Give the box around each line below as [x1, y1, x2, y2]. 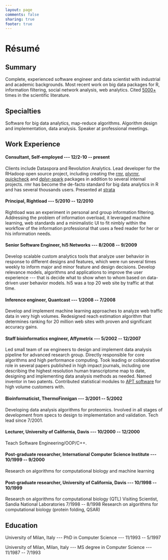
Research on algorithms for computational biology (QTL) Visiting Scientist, [5, 496, 158, 502]
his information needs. [5, 231, 52, 237]
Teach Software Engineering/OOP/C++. [5, 440, 87, 446]
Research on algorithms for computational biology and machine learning [5, 468, 154, 474]
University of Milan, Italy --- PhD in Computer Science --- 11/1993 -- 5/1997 [5, 534, 161, 540]
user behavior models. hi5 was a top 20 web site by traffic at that [19, 280, 154, 286]
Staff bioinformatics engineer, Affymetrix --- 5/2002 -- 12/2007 [5, 335, 141, 342]
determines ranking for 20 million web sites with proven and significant [5, 318, 152, 324]
